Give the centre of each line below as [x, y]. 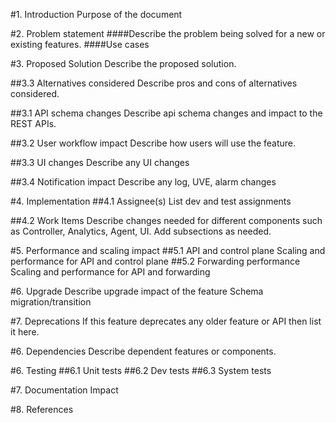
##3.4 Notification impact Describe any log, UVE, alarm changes [143, 182]
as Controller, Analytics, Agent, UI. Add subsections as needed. [141, 231]
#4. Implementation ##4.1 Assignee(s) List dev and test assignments [151, 201]
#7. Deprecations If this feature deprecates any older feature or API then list [166, 321]
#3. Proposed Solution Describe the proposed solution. [123, 63]
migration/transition [51, 302]
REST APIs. [33, 123]
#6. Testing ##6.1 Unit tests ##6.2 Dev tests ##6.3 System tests [141, 370]
